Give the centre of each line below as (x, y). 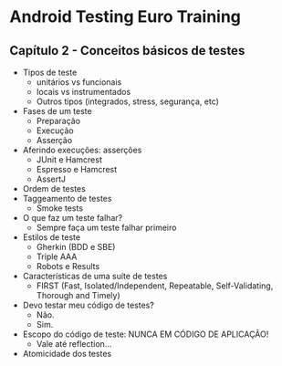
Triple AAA (57, 256)
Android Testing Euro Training (125, 17)
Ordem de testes (54, 188)
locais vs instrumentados (84, 92)
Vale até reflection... (74, 344)
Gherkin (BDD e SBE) (76, 247)
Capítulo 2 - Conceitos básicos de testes (127, 51)
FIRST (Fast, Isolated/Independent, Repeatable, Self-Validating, (155, 286)
